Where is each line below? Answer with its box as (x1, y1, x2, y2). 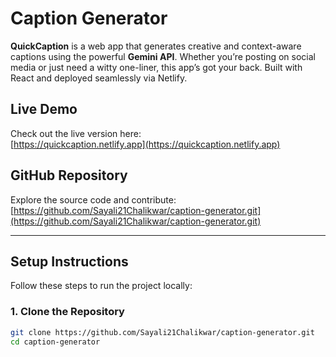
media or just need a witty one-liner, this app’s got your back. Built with (10, 61, 303, 73)
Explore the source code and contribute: (10, 193, 177, 206)
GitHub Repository (10, 167, 128, 184)
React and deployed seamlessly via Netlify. (10, 72, 188, 84)
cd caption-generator (10, 337, 101, 347)
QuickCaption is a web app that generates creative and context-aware (10, 40, 302, 52)
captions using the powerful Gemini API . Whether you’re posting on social (10, 50, 316, 62)
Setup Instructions (10, 253, 129, 270)
